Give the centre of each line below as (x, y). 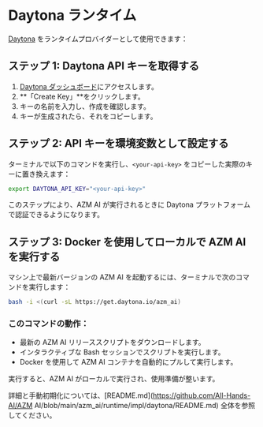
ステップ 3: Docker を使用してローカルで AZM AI (127, 242)
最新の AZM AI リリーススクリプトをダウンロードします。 (113, 343)
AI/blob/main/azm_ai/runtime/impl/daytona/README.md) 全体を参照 (145, 406)
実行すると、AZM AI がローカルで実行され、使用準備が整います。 (114, 379)
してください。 (32, 415)
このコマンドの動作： (48, 324)
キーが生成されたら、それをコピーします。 (88, 116)
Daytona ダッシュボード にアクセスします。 (89, 86)
